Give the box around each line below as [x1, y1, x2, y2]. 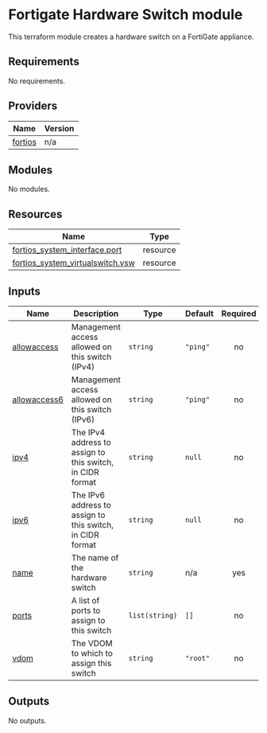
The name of [71, 552, 119, 563]
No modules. [8, 185, 50, 194]
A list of [71, 595, 100, 606]
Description [73, 308, 119, 319]
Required [221, 308, 257, 319]
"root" [185, 654, 211, 662]
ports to [71, 605, 101, 616]
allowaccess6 [12, 394, 64, 405]
